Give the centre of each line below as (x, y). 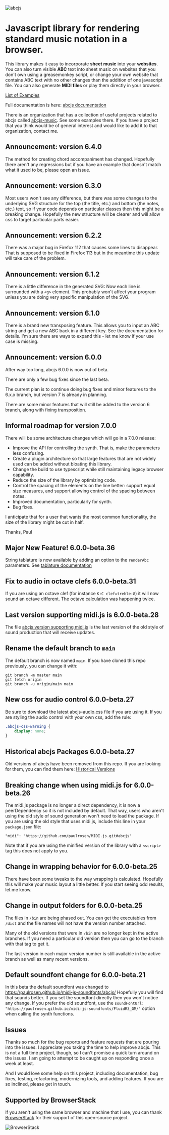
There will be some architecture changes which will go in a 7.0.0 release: (80, 438)
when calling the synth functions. (40, 1014)
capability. (23, 475)
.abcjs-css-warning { (28, 726)
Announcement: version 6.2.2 (53, 235)
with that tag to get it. (27, 944)
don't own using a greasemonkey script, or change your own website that (82, 74)
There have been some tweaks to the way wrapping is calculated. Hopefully (84, 879)
